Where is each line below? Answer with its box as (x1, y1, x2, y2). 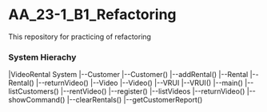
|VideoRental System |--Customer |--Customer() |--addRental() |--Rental (8, 70, 249, 79)
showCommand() (8, 95, 66, 105)
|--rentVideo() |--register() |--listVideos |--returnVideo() (60, 87, 245, 96)
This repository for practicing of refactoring (8, 32, 152, 41)
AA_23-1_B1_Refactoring (8, 6, 177, 24)
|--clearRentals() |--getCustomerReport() (66, 95, 203, 105)
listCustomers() (8, 87, 59, 96)
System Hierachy (8, 52, 77, 63)
